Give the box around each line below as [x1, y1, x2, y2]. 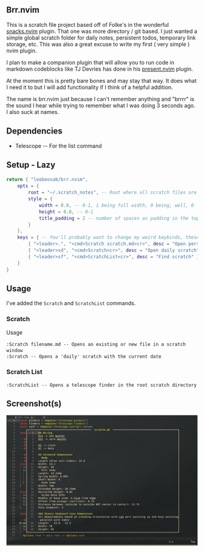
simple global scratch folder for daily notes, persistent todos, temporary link [6, 34, 196, 41]
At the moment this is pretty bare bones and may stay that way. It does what [6, 77, 197, 84]
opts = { [17, 183, 39, 189]
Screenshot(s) [6, 398, 62, 409]
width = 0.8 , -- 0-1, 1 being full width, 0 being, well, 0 [38, 202, 194, 208]
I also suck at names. [6, 108, 59, 115]
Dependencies [6, 126, 63, 136]
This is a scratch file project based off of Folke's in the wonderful [6, 21, 169, 28]
